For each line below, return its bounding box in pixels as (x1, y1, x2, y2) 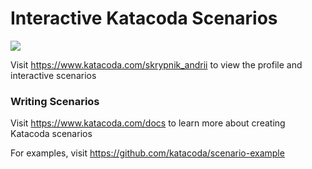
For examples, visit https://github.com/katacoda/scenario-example (10, 147, 285, 159)
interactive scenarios (10, 69, 97, 81)
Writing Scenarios (10, 94, 100, 108)
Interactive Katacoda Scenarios (10, 7, 278, 30)
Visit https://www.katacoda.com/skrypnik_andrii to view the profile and (10, 58, 303, 71)
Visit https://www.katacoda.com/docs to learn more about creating (10, 117, 286, 129)
